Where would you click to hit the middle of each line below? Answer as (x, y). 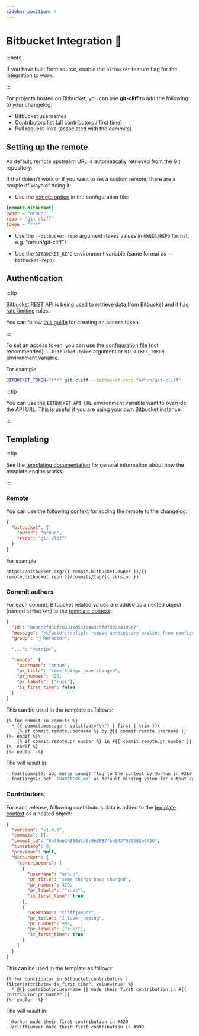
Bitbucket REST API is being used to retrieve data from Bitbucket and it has (97, 304)
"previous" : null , (34, 852)
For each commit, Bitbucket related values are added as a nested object (94, 605)
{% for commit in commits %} (42, 721)
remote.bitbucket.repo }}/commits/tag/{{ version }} (73, 577)
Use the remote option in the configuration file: (72, 197)
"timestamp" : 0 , (31, 847)
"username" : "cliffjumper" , (62, 913)
